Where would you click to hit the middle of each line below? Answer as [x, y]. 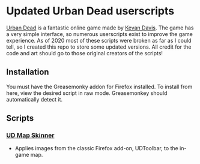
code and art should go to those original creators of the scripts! [85, 53]
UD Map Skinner [30, 135]
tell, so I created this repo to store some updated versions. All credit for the [99, 47]
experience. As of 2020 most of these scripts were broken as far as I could [99, 40]
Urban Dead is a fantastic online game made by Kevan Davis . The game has [100, 28]
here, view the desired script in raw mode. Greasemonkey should [87, 93]
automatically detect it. [35, 99]
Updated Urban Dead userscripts [90, 11]
